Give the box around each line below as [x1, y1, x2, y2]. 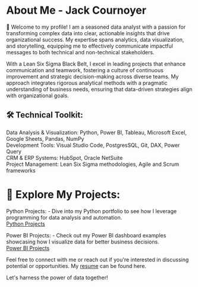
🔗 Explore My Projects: [6, 187, 121, 201]
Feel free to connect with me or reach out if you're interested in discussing [6, 256, 189, 263]
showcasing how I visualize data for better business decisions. [6, 238, 159, 245]
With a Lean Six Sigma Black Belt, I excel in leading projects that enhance [6, 60, 186, 67]
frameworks [6, 166, 36, 174]
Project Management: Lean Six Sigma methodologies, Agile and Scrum [6, 161, 180, 168]
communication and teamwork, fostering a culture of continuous [6, 66, 164, 73]
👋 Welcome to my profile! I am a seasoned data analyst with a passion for [6, 23, 186, 30]
